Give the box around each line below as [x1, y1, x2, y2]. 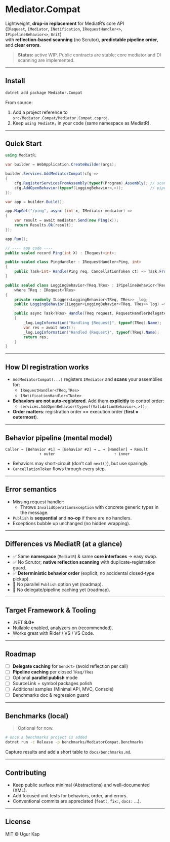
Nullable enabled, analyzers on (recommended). [12, 625, 113, 631]
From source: [5, 99, 33, 105]
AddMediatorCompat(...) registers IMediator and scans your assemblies [12, 376, 163, 382]
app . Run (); [5, 236, 28, 242]
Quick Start [5, 140, 42, 148]
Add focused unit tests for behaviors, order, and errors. [12, 792, 128, 798]
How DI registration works [5, 363, 90, 371]
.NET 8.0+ [12, 620, 34, 626]
